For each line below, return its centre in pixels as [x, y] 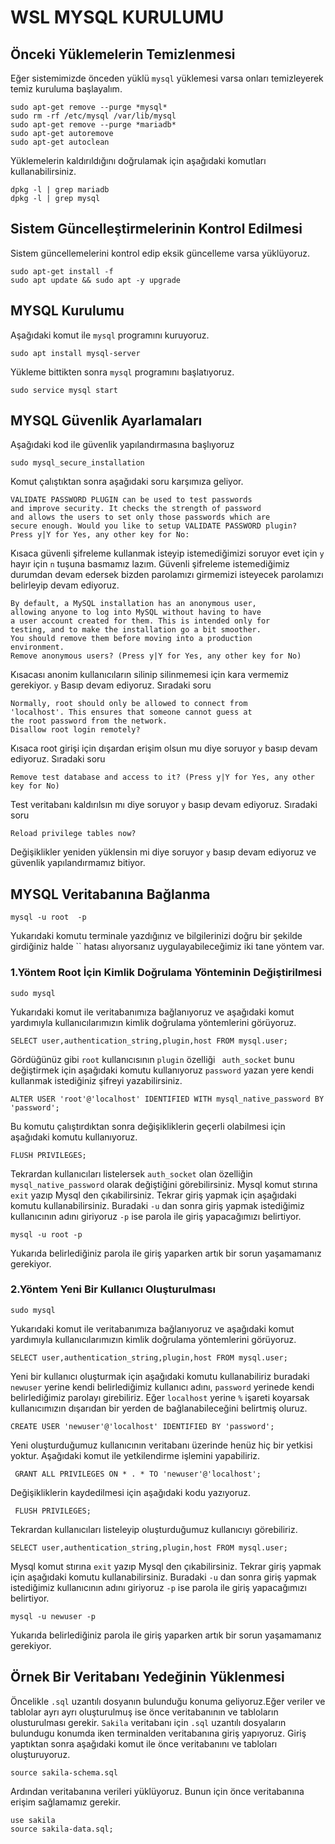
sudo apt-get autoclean [60, 142]
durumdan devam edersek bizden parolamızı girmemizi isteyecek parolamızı [167, 575]
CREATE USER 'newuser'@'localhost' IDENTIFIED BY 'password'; [142, 1426]
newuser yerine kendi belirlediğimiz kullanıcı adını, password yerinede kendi [162, 1387]
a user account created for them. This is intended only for [140, 621]
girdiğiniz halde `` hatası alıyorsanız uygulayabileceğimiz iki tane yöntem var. [167, 947]
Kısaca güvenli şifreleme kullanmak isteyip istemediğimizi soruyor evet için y [167, 553]
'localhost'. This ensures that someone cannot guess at [131, 712]
